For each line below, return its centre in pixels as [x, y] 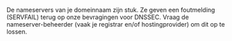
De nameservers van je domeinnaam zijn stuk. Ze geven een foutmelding [111, 10]
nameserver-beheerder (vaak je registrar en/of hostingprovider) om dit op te [116, 24]
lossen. [17, 31]
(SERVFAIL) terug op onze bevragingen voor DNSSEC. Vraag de [98, 17]
